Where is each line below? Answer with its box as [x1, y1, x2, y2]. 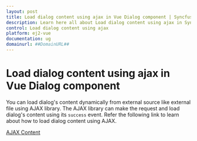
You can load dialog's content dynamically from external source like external [6, 98, 191, 106]
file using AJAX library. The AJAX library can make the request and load [6, 105, 180, 112]
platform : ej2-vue [6, 31, 51, 36]
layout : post [6, 8, 38, 15]
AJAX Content [6, 129, 40, 136]
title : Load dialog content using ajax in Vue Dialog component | [6, 14, 172, 20]
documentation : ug [6, 36, 51, 42]
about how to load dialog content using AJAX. [6, 117, 117, 124]
